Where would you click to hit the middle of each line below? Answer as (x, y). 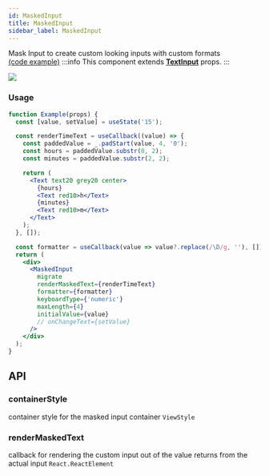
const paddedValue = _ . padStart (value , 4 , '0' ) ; (105, 144)
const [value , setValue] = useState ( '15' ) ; (89, 122)
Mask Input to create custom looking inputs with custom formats (114, 54)
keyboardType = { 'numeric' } (80, 299)
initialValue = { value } (73, 314)
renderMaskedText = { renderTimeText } (96, 284)
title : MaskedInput (41, 23)
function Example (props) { (53, 114)
